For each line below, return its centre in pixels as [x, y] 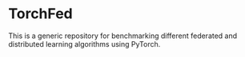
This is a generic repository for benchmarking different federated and [123, 36]
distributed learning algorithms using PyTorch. [84, 44]
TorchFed [41, 14]
